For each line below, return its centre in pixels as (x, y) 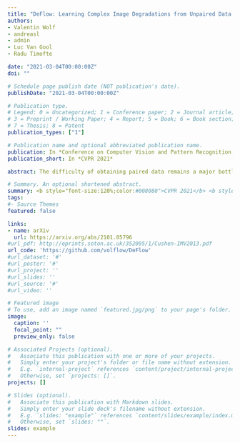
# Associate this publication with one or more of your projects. (111, 356)
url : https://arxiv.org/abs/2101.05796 (73, 237)
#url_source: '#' (33, 284)
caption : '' (32, 323)
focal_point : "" (38, 329)
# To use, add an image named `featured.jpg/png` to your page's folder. (120, 310)
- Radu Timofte (30, 54)
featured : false (31, 211)
